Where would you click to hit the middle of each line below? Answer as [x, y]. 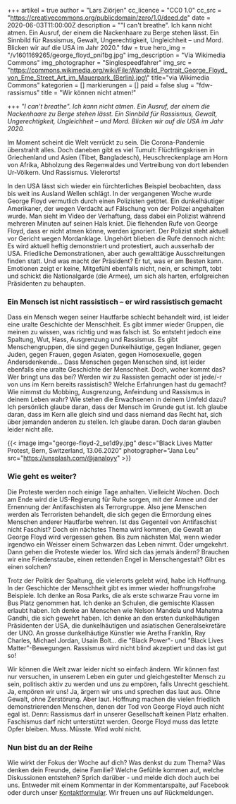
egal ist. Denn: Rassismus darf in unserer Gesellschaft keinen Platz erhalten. [118, 714]
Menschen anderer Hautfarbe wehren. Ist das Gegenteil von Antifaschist [112, 522]
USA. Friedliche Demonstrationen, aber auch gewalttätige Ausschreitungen [116, 254]
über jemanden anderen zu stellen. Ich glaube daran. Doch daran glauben [114, 422]
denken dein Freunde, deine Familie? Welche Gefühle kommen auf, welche [116, 770]
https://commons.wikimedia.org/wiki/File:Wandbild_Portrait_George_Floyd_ [119, 70]
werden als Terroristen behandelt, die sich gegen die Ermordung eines [110, 514]
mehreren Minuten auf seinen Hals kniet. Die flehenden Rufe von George [113, 224]
